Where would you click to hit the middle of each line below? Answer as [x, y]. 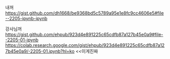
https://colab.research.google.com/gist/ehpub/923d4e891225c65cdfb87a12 [85, 45]
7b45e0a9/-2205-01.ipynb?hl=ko [40, 51]
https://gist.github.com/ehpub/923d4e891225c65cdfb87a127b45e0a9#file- [84, 35]
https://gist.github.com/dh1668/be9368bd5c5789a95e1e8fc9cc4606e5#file [84, 13]
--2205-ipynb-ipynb [26, 18]
